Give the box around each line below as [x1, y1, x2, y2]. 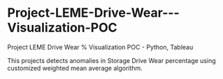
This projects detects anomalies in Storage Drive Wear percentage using [7, 56, 216, 64]
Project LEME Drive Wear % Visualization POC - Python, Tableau [7, 43, 194, 51]
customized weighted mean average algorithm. [7, 64, 143, 72]
